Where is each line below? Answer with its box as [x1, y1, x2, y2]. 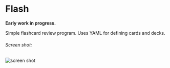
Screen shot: [5, 41, 32, 48]
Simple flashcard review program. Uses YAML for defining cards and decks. [5, 30, 165, 36]
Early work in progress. [5, 20, 56, 26]
